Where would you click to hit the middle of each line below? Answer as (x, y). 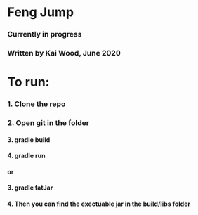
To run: (28, 82)
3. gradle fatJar (30, 188)
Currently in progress (45, 34)
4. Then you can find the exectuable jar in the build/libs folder (99, 204)
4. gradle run (26, 156)
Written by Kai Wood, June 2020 (64, 53)
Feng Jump (41, 12)
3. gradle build (29, 139)
